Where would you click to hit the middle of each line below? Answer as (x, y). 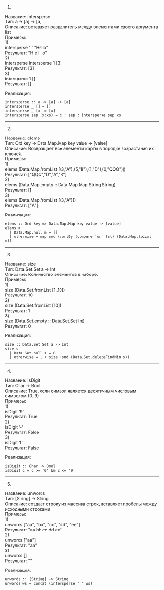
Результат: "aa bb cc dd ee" (34, 530)
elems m (13, 228)
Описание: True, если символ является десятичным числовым (71, 391)
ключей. (14, 154)
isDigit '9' (15, 411)
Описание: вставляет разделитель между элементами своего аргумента (82, 27)
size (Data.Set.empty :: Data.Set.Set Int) (45, 321)
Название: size (20, 264)
